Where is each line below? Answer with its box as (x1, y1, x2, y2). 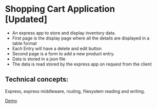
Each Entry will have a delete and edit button (12, 45, 102, 51)
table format (12, 40, 37, 46)
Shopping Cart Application (5, 3, 116, 15)
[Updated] (5, 14, 47, 25)
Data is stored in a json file (12, 56, 66, 62)
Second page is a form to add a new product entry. (12, 50, 115, 57)
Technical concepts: (5, 75, 69, 84)
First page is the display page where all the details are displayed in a (12, 35, 150, 41)
